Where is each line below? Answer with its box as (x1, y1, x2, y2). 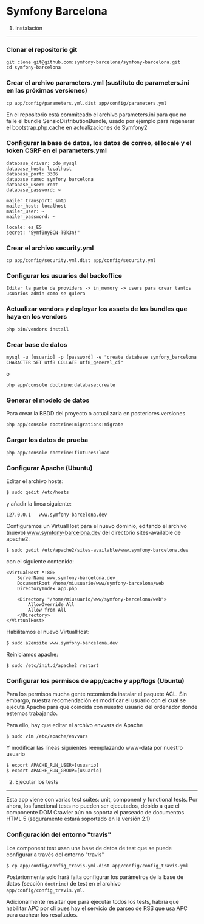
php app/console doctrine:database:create (6, 382, 115, 388)
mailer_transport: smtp (6, 197, 67, 203)
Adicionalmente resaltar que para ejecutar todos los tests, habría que (6, 898, 179, 905)
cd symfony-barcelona (6, 65, 61, 71)
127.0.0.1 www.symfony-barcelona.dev (6, 512, 107, 518)
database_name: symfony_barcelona (6, 176, 94, 182)
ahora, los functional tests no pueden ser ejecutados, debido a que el (6, 802, 180, 809)
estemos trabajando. (6, 710, 58, 717)
